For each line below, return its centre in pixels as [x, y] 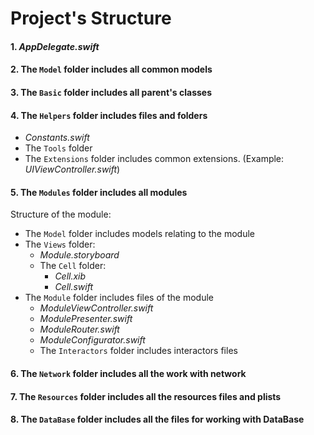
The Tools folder [58, 148]
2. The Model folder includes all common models [111, 69]
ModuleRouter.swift [79, 329]
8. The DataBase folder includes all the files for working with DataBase [157, 419]
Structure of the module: [61, 214]
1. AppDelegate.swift [55, 46]
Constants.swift [57, 138]
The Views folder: [60, 244]
